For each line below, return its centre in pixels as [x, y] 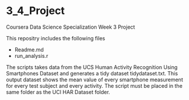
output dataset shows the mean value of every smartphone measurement [94, 80]
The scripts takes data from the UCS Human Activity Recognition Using [92, 67]
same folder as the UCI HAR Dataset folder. [58, 92]
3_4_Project [36, 11]
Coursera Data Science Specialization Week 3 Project [71, 27]
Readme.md [29, 49]
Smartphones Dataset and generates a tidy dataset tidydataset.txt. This [92, 73]
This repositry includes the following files [56, 38]
